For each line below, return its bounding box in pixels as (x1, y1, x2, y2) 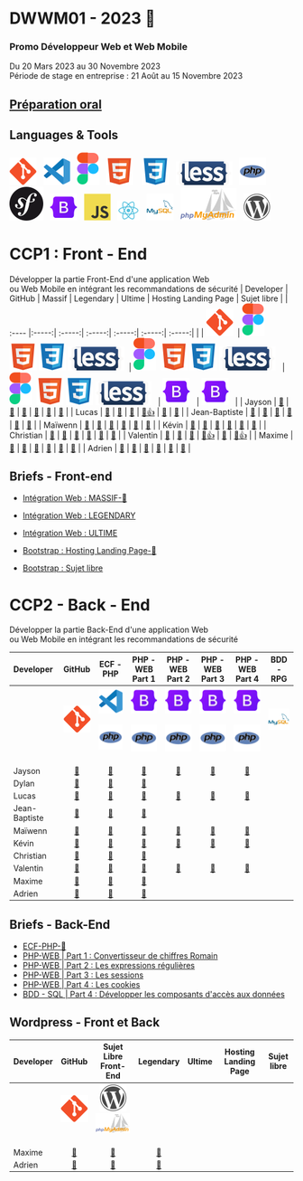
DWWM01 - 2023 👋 (9, 8, 156, 29)
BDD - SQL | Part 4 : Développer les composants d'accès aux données (22, 989, 286, 1000)
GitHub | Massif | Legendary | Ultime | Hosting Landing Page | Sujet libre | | (9, 293, 289, 304)
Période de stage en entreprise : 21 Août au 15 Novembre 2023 (9, 71, 243, 81)
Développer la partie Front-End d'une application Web (9, 273, 210, 284)
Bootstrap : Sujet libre (22, 562, 104, 573)
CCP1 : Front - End (9, 243, 148, 264)
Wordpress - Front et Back (9, 1015, 161, 1030)
